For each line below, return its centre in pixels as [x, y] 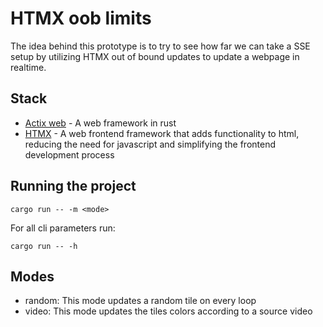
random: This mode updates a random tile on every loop [140, 301]
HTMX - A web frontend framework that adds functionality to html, [162, 133]
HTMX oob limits [81, 18]
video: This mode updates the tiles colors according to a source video [168, 311]
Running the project [73, 186]
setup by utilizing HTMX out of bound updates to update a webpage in [155, 56]
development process [69, 154]
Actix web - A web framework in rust [100, 123]
